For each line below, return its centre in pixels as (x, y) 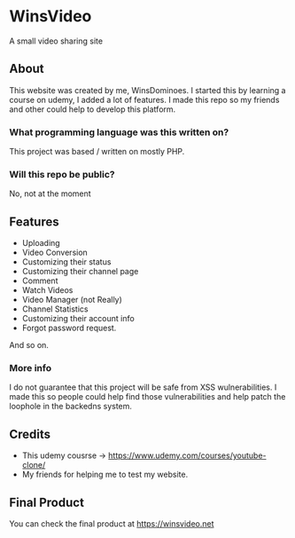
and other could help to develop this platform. (93, 109)
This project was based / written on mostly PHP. (97, 152)
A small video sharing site (56, 41)
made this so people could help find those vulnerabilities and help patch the (147, 397)
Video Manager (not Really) (72, 300)
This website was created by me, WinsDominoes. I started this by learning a (147, 90)
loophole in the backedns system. (71, 407)
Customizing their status (66, 262)
